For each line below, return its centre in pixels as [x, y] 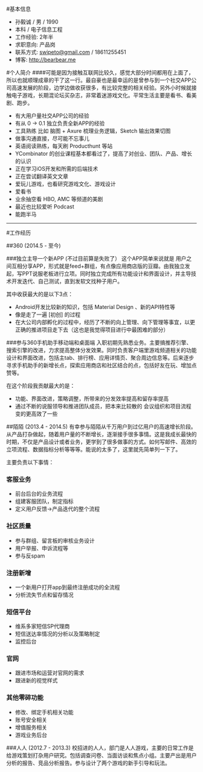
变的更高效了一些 [36, 414]
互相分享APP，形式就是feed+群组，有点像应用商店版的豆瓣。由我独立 [98, 266]
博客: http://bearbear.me [45, 60]
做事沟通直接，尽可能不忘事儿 [52, 138]
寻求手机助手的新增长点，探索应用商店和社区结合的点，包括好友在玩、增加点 [101, 365]
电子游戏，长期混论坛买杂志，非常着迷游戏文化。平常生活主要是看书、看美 [104, 95]
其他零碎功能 [25, 697]
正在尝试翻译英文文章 [41, 176]
